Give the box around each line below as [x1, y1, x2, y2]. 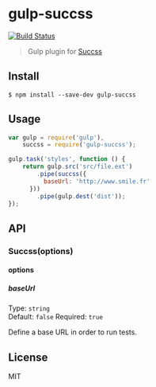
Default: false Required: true [8, 312, 103, 322]
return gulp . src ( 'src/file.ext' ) [22, 162, 133, 171]
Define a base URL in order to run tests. [8, 327, 137, 337]
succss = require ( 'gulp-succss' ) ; [22, 141, 136, 149]
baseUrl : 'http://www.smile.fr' [43, 177, 150, 186]
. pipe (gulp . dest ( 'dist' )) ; [36, 192, 126, 200]
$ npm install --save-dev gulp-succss [8, 91, 136, 99]
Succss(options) [8, 245, 74, 256]
